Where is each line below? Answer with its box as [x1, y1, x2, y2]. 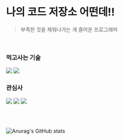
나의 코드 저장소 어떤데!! [6, 5, 115, 19]
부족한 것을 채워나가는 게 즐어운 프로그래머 [20, 26, 118, 33]
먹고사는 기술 [6, 54, 41, 62]
